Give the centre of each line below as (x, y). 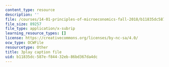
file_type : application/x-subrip (40, 29)
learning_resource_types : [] (36, 33)
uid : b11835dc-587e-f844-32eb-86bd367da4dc (52, 57)
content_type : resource (30, 10)
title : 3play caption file (33, 52)
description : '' (22, 15)
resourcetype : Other (27, 47)
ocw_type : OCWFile (24, 43)
